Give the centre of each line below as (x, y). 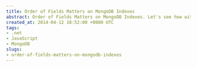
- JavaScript (22, 38)
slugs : (14, 50)
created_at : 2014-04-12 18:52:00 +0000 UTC (60, 22)
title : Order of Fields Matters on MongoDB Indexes (70, 11)
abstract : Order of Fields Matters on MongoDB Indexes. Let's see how (94, 17)
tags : (13, 28)
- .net (14, 33)
